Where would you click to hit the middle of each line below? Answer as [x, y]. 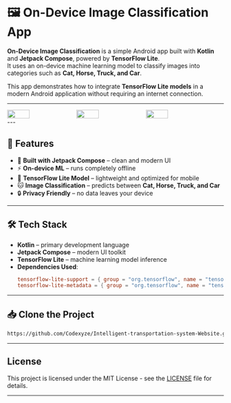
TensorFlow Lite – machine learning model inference [92, 259]
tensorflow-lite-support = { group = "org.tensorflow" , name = [110, 279]
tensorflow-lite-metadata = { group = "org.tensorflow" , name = [111, 286]
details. [18, 385]
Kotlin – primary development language [73, 245]
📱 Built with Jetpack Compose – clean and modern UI [94, 160]
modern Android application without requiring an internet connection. [105, 94]
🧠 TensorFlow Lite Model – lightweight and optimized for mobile [108, 178]
